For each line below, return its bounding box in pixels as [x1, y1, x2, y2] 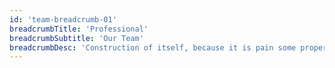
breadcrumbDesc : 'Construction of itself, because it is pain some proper [9, 42, 328, 53]
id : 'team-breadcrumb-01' [9, 14, 117, 25]
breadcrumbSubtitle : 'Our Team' [9, 33, 144, 43]
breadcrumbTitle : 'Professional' [9, 24, 149, 34]
